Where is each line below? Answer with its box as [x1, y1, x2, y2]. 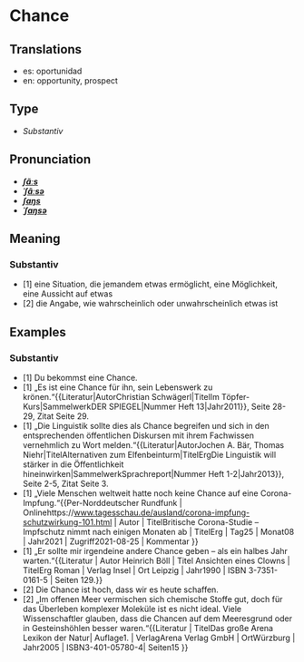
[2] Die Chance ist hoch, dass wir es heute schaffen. [22, 584, 220, 595]
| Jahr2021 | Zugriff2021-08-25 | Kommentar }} [22, 536, 199, 547]
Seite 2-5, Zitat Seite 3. [22, 478, 109, 489]
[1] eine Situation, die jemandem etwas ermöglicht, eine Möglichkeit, [22, 278, 279, 290]
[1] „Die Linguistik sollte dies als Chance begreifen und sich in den [22, 421, 270, 431]
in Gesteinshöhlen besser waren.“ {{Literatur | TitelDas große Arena [22, 623, 274, 633]
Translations [9, 42, 83, 57]
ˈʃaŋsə [22, 205, 47, 216]
